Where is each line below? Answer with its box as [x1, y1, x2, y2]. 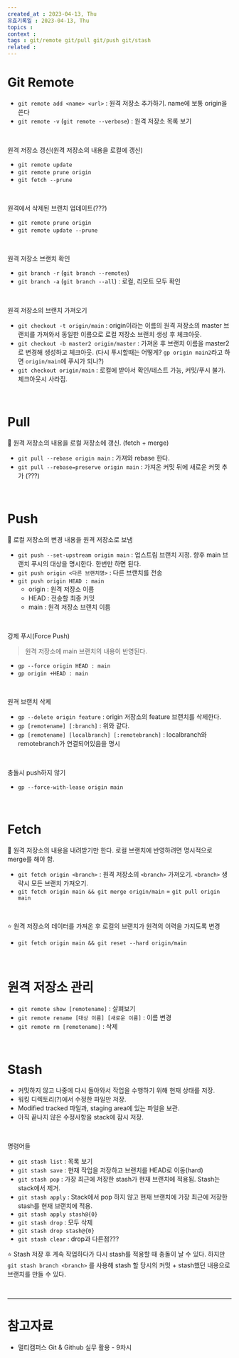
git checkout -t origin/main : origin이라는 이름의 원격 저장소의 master [17, 321, 223, 329]
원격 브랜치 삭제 [7, 697, 52, 705]
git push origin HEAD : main [17, 578, 105, 585]
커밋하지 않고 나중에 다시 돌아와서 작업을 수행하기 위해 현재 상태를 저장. [17, 1086, 216, 1095]
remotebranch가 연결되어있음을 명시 [17, 739, 121, 748]
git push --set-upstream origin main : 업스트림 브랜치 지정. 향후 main [17, 550, 221, 559]
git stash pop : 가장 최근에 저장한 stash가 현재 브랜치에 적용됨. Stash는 [17, 1175, 221, 1183]
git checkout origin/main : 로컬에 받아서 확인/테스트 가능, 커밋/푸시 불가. [17, 366, 226, 374]
